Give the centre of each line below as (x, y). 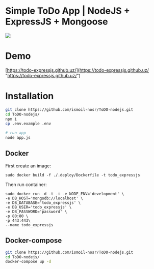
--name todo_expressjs (29, 225)
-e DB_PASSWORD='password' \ (36, 212)
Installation (30, 96)
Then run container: (26, 184)
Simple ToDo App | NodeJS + (68, 11)
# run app (16, 133)
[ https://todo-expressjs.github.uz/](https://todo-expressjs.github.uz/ (77, 70)
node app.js (18, 138)
